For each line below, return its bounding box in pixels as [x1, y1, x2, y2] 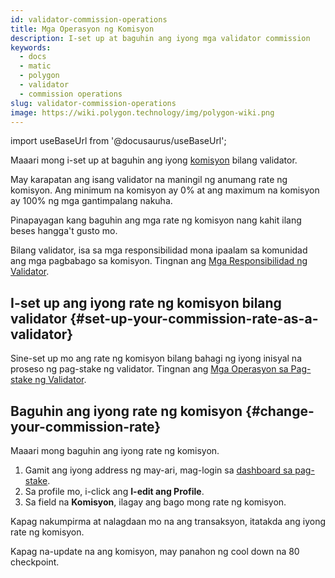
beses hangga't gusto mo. [10, 225, 118, 237]
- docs [19, 52, 47, 62]
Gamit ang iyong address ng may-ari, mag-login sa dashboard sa [24, 464, 293, 476]
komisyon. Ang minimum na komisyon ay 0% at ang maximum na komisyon [10, 184, 320, 196]
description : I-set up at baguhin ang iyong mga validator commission [10, 33, 311, 43]
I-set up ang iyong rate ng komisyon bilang [10, 294, 282, 311]
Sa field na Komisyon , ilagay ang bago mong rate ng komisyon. [24, 496, 287, 508]
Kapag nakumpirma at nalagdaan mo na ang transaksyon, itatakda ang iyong [10, 516, 326, 527]
